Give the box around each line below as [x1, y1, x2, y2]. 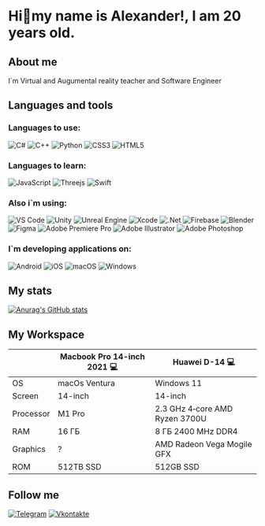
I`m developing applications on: [8, 243, 132, 254]
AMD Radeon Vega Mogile [155, 439, 252, 450]
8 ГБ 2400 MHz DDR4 [155, 426, 238, 437]
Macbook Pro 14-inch [60, 351, 146, 362]
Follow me [8, 488, 60, 502]
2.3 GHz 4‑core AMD [155, 403, 233, 414]
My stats [8, 283, 53, 298]
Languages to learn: [8, 160, 87, 171]
